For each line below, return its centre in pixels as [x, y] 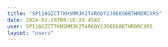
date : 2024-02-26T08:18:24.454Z [54, 20]
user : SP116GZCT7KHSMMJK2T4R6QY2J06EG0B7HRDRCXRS [80, 26]
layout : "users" [30, 33]
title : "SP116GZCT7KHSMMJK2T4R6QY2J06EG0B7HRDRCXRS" [85, 13]
